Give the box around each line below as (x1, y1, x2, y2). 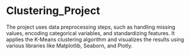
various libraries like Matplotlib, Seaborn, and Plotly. (6, 42, 133, 49)
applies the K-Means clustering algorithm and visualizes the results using (6, 36, 185, 43)
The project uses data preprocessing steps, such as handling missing (6, 23, 176, 30)
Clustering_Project (6, 4, 101, 18)
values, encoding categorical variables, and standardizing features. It (6, 29, 175, 36)
